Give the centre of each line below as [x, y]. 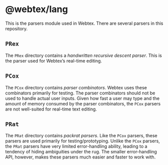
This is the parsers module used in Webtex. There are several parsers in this [84, 23]
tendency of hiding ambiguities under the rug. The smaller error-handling [81, 152]
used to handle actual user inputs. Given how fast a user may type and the [82, 98]
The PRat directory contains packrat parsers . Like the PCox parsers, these [81, 136]
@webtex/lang [37, 9]
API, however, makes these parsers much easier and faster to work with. [80, 157]
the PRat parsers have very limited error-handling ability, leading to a [76, 146]
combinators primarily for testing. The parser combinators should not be [80, 93]
